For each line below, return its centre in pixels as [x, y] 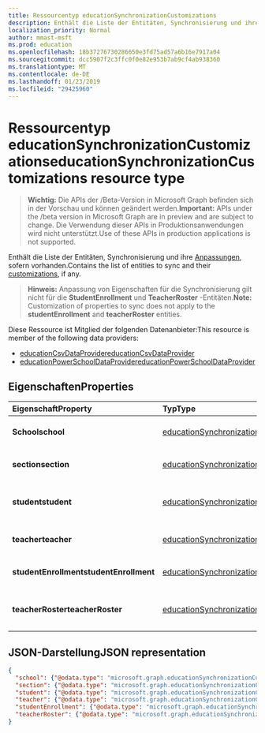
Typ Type [179, 409]
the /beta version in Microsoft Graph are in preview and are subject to [140, 217]
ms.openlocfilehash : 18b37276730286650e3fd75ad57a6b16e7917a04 [114, 52]
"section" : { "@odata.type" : [62, 685]
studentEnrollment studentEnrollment [84, 572]
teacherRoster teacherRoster [67, 610]
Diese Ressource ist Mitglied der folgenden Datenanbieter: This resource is [129, 330]
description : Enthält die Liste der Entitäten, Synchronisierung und [125, 23]
